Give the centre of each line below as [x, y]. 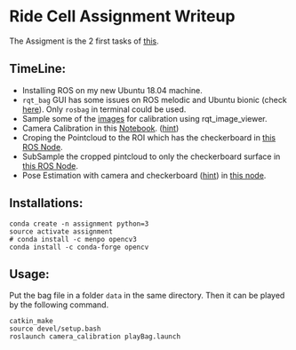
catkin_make [31, 322]
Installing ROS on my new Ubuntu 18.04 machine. [112, 90]
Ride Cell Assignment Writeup [122, 16]
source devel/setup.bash [55, 329]
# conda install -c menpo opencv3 [73, 239]
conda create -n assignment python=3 [79, 224]
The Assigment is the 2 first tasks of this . [84, 41]
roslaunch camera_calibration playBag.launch [95, 337]
